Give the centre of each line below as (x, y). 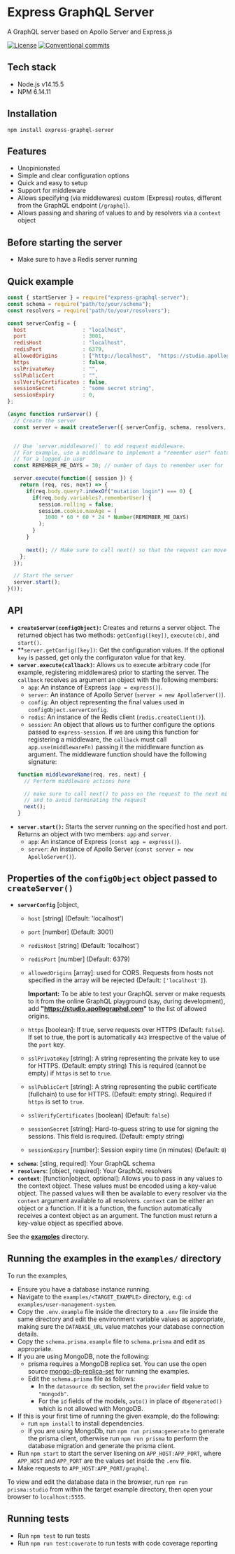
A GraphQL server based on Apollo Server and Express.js (90, 32)
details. (28, 1334)
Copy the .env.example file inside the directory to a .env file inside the (118, 1311)
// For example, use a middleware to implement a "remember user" (112, 453)
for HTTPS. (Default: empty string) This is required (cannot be (117, 1065)
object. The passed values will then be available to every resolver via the (122, 1193)
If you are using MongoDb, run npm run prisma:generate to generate (126, 1431)
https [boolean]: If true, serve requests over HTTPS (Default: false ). (126, 1029)
